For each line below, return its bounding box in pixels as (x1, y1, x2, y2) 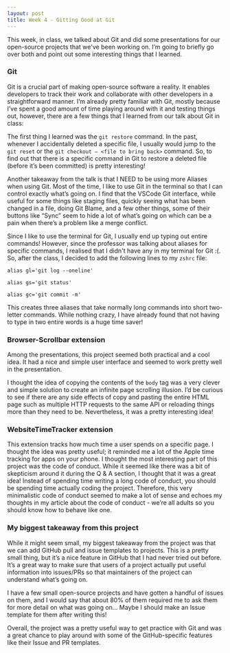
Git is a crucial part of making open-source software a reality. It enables (7, 82, 210, 91)
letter (7, 310, 23, 319)
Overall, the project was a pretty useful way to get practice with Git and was (7, 623, 222, 632)
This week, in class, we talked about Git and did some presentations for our (7, 35, 220, 43)
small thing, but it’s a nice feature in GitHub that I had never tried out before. (7, 553, 222, 562)
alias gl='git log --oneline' (7, 267, 94, 274)
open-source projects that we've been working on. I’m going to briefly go (7, 43, 214, 51)
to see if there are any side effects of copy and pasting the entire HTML (7, 393, 209, 402)
